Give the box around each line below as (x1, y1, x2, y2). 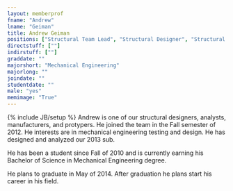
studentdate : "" (7, 81, 54, 88)
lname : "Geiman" (7, 23, 54, 30)
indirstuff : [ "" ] (7, 49, 58, 56)
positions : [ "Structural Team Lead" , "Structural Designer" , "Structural (7, 36, 226, 43)
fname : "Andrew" (7, 17, 54, 24)
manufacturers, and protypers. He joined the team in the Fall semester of (7, 121, 216, 128)
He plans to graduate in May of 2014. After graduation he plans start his (7, 169, 212, 178)
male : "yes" (7, 88, 42, 94)
